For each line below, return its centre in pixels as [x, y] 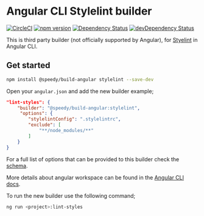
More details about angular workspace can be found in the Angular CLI [95, 177]
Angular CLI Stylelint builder [79, 11]
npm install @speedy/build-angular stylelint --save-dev [80, 79]
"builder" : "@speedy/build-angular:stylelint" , [79, 108]
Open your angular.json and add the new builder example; [80, 91]
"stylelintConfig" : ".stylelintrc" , [75, 119]
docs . [13, 184]
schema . [17, 165]
